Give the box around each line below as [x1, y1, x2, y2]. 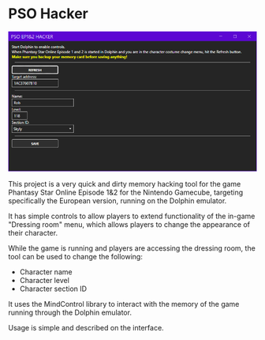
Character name [19, 267, 73, 277]
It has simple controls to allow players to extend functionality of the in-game [8, 211, 256, 221]
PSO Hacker [8, 5, 89, 23]
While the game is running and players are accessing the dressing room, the [8, 244, 256, 253]
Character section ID [19, 284, 88, 293]
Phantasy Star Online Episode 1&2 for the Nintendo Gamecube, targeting [8, 187, 244, 198]
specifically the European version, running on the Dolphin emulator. [8, 196, 227, 206]
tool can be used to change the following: [8, 252, 144, 262]
